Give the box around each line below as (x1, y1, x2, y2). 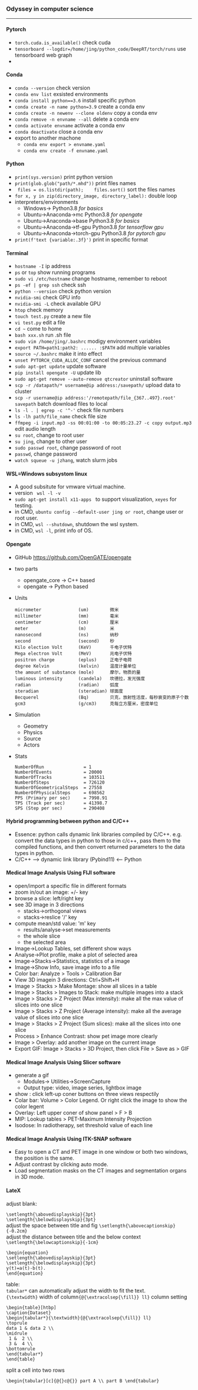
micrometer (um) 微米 (14, 606, 119, 613)
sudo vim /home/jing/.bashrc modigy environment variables (14, 338, 161, 345)
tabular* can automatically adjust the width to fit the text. (6, 1287, 146, 1294)
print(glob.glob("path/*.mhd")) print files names (14, 179, 137, 187)
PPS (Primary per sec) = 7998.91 (14, 795, 108, 801)
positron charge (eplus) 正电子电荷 (14, 656, 132, 663)
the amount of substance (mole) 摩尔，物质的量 (14, 669, 141, 675)
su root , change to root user (14, 432, 84, 439)
